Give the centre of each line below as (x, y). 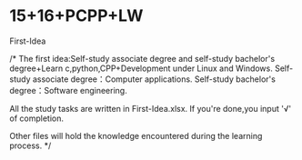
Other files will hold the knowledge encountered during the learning (136, 135)
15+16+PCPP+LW (76, 16)
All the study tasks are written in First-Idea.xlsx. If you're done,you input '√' (151, 108)
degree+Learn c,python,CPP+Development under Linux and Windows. (141, 68)
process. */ (30, 145)
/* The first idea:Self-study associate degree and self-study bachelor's (142, 58)
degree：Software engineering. (68, 90)
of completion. (36, 118)
